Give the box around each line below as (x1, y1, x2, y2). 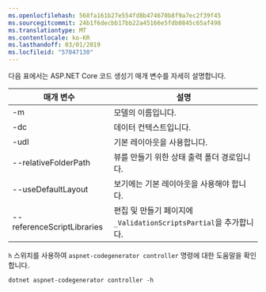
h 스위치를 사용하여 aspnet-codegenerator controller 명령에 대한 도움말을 (8, 251, 242, 260)
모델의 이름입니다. (113, 108, 177, 118)
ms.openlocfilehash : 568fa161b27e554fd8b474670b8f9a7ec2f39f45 (8, 11, 222, 20)
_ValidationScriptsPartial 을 (113, 217, 223, 228)
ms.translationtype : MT (8, 26, 87, 34)
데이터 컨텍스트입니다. (113, 122, 192, 133)
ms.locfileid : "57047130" (8, 48, 93, 56)
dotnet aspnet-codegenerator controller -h (8, 276, 154, 284)
